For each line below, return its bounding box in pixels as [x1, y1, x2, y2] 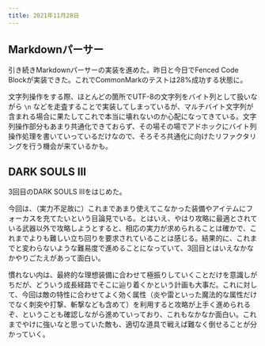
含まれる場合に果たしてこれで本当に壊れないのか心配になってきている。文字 [8, 112, 257, 121]
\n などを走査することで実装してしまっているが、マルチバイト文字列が [23, 102, 254, 112]
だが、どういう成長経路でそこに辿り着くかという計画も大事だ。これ [14, 280, 237, 290]
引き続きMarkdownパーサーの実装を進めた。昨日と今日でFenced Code [8, 65, 239, 75]
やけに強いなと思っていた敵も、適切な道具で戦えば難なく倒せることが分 [21, 320, 257, 329]
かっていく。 [8, 329, 50, 339]
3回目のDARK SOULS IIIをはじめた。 [8, 187, 127, 196]
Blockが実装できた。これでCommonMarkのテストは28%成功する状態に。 [8, 75, 248, 85]
